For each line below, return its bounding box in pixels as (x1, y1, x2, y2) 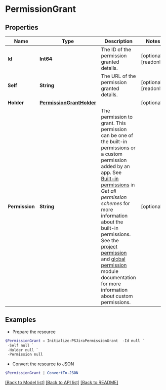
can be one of (101, 132, 133, 139)
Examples (5, 315, 36, 324)
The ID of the (101, 46, 131, 53)
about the (101, 218, 124, 225)
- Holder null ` (7, 347, 39, 352)
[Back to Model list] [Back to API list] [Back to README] (5, 380, 119, 386)
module (101, 268, 119, 275)
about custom (101, 293, 133, 300)
